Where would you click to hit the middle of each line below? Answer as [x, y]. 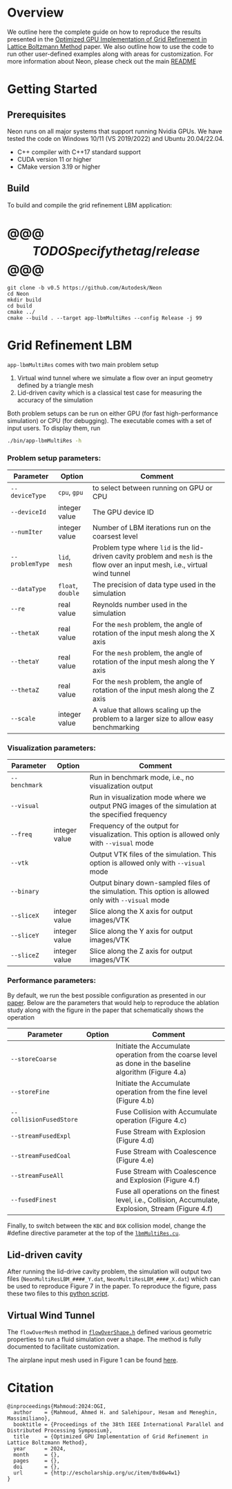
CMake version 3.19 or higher [59, 167]
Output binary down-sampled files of [150, 883]
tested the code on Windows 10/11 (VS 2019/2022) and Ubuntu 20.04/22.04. [116, 138]
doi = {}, [37, 1467]
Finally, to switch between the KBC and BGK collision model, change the [107, 1226]
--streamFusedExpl [41, 1136]
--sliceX [25, 916]
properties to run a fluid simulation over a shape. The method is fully [104, 1340]
